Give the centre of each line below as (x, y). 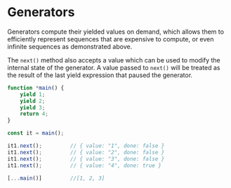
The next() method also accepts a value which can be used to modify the (114, 60)
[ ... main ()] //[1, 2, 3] (56, 178)
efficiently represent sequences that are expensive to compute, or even (111, 39)
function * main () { (36, 88)
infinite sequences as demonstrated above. (70, 46)
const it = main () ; (36, 133)
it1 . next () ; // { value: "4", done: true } (84, 166)
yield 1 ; (33, 94)
